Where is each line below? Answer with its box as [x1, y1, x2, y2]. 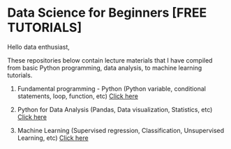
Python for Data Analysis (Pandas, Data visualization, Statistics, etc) [17, 105, 213, 113]
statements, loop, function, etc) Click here [17, 92, 138, 100]
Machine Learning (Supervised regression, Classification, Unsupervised [17, 126, 225, 134]
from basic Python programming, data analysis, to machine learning [7, 63, 202, 72]
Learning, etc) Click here [17, 134, 89, 142]
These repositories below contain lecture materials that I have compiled [7, 56, 213, 64]
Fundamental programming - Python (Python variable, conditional [17, 84, 206, 93]
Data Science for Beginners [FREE [7, 5, 207, 21]
